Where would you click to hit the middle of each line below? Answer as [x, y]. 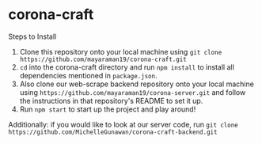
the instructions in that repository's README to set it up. [111, 100]
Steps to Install [32, 36]
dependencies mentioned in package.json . [88, 75]
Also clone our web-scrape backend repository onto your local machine [137, 84]
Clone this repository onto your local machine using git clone [121, 51]
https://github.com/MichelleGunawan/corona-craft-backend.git [113, 132]
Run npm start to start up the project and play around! [108, 109]
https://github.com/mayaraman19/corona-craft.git [103, 59]
